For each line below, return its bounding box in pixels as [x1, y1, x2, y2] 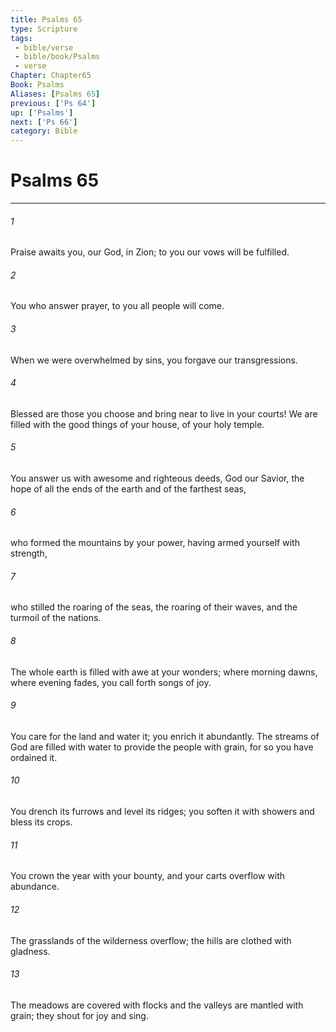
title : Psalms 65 [10, 14, 83, 25]
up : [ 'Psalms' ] [10, 107, 74, 118]
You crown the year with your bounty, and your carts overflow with [10, 870, 286, 882]
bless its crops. [10, 816, 73, 828]
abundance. [10, 881, 60, 893]
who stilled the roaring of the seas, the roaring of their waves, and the [10, 601, 298, 613]
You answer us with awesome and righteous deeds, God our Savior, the [10, 472, 305, 485]
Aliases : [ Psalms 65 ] [10, 89, 101, 99]
